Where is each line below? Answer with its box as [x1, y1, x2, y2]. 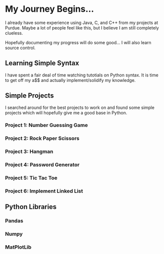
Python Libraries [5, 203, 57, 211]
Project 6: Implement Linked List [5, 188, 83, 195]
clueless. [5, 30, 23, 36]
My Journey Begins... [5, 3, 94, 15]
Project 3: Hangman [5, 148, 54, 155]
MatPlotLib [5, 244, 32, 251]
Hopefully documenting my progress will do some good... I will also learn [5, 39, 151, 45]
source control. [5, 45, 36, 51]
